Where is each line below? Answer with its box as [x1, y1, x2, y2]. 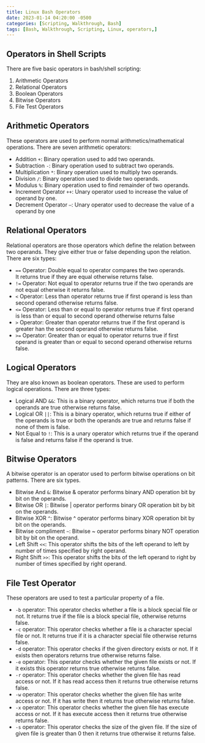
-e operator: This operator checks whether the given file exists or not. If [15, 658, 196, 666]
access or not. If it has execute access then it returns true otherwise [15, 711, 188, 718]
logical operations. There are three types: [6, 385, 111, 392]
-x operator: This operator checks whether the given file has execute [15, 704, 189, 711]
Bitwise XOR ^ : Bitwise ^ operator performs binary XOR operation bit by [15, 514, 195, 522]
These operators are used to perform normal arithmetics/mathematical [6, 137, 185, 144]
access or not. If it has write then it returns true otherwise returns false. [15, 697, 196, 705]
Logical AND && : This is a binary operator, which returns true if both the [15, 397, 195, 405]
